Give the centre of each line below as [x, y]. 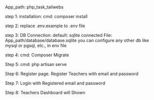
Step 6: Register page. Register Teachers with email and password [72, 74]
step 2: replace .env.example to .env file [45, 26]
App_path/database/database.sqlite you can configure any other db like [77, 40]
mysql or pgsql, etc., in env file [36, 45]
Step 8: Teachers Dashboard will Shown [45, 92]
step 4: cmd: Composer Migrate [37, 55]
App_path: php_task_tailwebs [34, 7]
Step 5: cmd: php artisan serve [36, 64]
